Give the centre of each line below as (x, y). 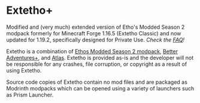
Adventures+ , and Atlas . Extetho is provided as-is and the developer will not (100, 57)
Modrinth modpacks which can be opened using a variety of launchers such (100, 88)
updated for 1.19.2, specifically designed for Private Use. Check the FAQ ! (95, 40)
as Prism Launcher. (30, 95)
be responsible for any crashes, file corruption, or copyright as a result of (97, 64)
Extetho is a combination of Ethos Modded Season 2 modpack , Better (92, 51)
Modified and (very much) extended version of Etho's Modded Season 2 (96, 27)
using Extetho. (24, 70)
